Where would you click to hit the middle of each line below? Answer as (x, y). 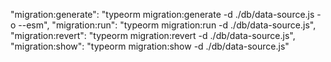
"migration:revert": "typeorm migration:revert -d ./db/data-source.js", (153, 35)
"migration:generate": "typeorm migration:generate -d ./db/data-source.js (162, 14)
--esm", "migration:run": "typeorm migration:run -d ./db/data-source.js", (167, 25)
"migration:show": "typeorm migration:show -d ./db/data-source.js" (150, 46)
